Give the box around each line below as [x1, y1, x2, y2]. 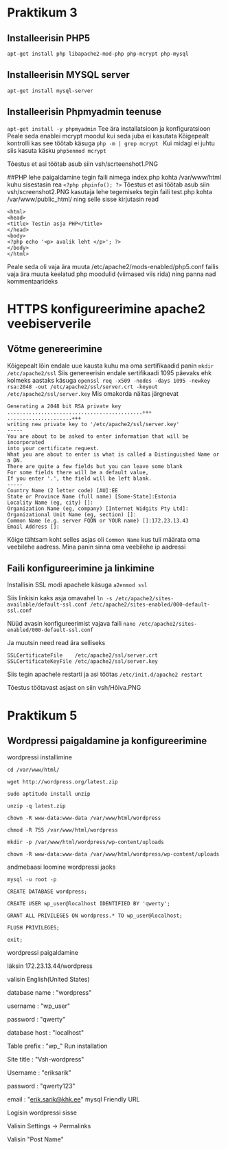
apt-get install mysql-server [7, 87, 94, 94]
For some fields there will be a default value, [7, 469, 149, 476]
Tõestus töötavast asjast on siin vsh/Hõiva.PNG [7, 684, 141, 692]
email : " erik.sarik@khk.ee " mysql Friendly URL [7, 1095, 140, 1104]
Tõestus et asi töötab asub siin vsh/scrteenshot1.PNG [7, 160, 159, 168]
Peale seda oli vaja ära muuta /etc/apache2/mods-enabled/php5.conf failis [7, 262, 219, 271]
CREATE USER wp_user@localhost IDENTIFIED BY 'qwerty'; [7, 900, 170, 907]
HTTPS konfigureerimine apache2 [7, 301, 206, 317]
